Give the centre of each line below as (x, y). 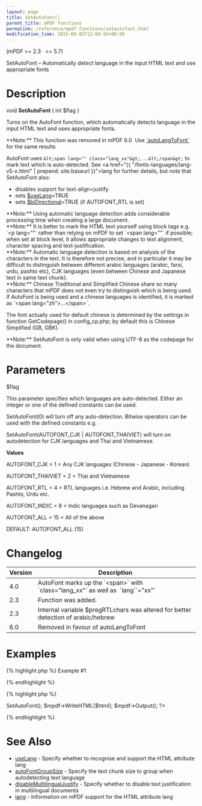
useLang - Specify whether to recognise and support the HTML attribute (105, 758)
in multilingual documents (47, 790)
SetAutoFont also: (28, 178)
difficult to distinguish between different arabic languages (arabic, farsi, (95, 265)
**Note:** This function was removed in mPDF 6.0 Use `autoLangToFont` (98, 140)
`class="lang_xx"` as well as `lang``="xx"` (97, 590)
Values (15, 453)
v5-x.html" (20, 171)
